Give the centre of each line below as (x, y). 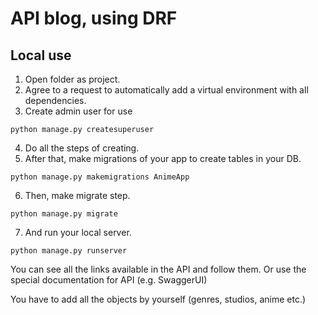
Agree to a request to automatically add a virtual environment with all (166, 90)
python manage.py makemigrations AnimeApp (100, 177)
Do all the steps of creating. (82, 148)
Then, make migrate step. (77, 195)
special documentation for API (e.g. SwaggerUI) (109, 280)
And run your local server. (78, 232)
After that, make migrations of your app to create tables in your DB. (163, 158)
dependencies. (55, 100)
